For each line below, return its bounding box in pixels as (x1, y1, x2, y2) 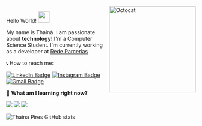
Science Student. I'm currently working (6, 41, 103, 49)
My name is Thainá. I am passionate (6, 29, 96, 35)
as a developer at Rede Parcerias (6, 48, 88, 55)
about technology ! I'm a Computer (6, 35, 93, 42)
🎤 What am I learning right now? (6, 89, 88, 97)
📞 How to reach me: (6, 59, 54, 67)
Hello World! (6, 17, 37, 24)
